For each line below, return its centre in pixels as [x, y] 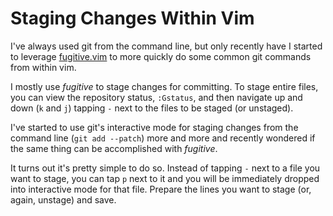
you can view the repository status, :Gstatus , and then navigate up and [156, 97]
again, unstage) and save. [63, 199]
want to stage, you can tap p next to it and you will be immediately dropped [165, 178]
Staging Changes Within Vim [132, 18]
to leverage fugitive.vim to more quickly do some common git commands [161, 56]
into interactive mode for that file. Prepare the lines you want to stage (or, [161, 189]
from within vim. [43, 67]
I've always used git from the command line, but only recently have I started [166, 46]
